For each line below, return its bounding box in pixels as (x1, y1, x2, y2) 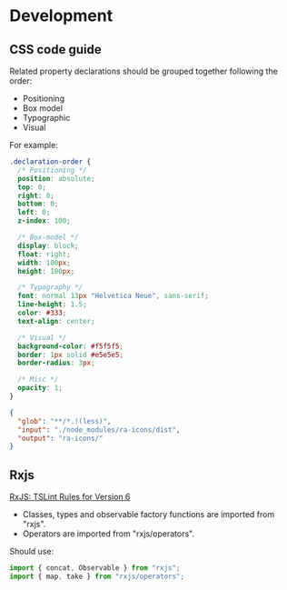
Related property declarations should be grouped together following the (9, 65, 279, 76)
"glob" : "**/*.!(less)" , (17, 416, 112, 425)
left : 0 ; (17, 208, 51, 217)
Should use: (9, 546, 54, 557)
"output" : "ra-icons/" (17, 434, 104, 443)
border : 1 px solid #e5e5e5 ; (17, 350, 124, 359)
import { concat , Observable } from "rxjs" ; (9, 564, 181, 573)
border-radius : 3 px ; (17, 358, 95, 368)
